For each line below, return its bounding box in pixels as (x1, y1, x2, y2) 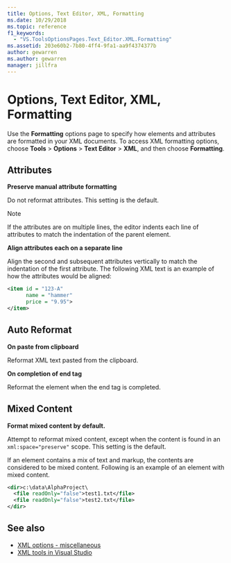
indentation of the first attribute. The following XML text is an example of (7, 264, 215, 273)
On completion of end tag (7, 369, 82, 378)
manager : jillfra (7, 62, 58, 69)
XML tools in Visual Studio (17, 548, 92, 556)
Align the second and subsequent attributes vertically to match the (7, 258, 198, 266)
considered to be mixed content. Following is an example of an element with (7, 463, 225, 471)
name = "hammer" (25, 292, 73, 299)
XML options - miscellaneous (17, 541, 101, 549)
